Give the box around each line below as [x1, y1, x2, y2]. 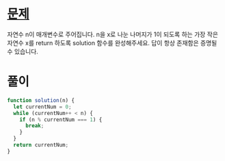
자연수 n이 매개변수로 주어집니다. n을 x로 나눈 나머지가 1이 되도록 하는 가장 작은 [7, 30, 219, 38]
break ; [25, 123, 44, 129]
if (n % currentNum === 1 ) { [19, 116, 103, 123]
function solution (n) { [7, 97, 75, 103]
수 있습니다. [7, 47, 39, 55]
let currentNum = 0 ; [13, 103, 72, 110]
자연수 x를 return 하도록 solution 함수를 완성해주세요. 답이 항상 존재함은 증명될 [7, 38, 217, 47]
